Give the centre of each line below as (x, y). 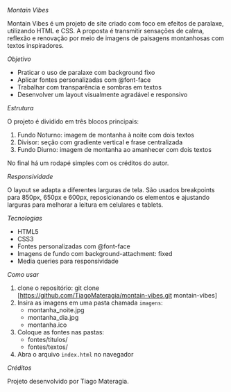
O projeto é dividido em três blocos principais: (73, 121)
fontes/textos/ (48, 347)
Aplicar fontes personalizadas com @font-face (84, 80)
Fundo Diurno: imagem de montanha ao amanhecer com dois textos (114, 150)
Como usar (23, 274)
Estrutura (20, 108)
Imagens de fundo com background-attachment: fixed (95, 254)
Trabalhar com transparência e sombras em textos (89, 87)
